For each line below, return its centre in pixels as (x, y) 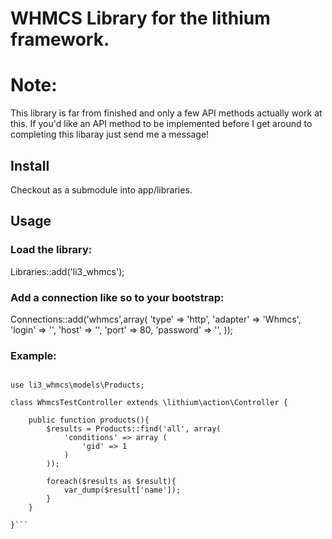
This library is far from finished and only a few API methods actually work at (166, 113)
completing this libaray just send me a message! (110, 134)
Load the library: (51, 250)
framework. (60, 39)
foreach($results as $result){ (111, 482)
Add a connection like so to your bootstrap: (117, 297)
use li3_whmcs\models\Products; (77, 385)
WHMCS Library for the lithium (140, 18)
